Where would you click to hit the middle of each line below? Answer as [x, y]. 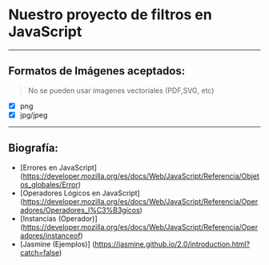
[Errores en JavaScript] [58, 167]
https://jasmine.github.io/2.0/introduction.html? [173, 244]
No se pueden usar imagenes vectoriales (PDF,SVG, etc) [121, 90]
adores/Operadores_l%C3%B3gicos [80, 210]
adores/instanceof [50, 235]
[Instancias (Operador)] [58, 219]
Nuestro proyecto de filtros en [110, 15]
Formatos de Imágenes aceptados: [97, 71]
